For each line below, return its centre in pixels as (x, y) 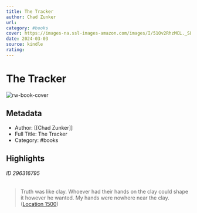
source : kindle (25, 45)
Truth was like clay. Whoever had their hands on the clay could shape (104, 192)
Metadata (24, 114)
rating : (16, 50)
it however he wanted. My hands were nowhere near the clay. (95, 198)
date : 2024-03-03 (27, 39)
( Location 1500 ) (39, 204)
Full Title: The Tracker (41, 134)
